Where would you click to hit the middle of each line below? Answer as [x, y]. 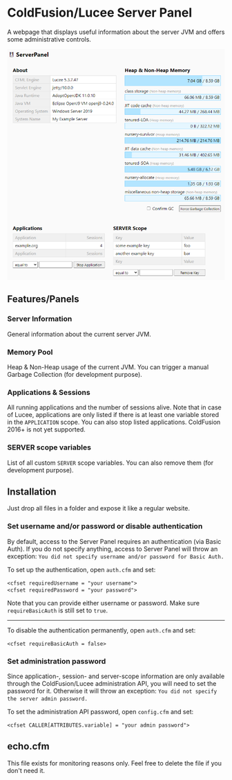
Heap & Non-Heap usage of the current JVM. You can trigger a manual [108, 367]
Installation [32, 491]
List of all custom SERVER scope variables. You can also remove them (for [110, 463]
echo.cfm [28, 746]
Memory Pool [30, 352]
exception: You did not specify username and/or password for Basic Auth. [116, 556]
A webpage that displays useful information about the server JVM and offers [116, 32]
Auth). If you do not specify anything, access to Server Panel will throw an [113, 549]
